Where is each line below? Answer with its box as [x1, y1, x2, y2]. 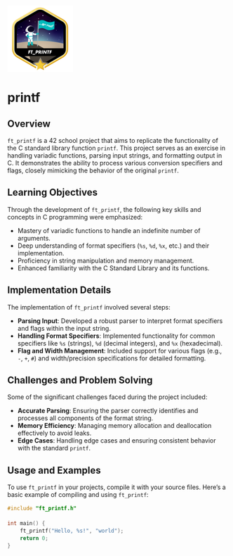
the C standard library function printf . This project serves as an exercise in [7, 144, 226, 152]
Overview [7, 118, 51, 129]
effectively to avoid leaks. [17, 429, 92, 438]
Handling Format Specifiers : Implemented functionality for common [17, 331, 215, 340]
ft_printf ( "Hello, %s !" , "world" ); [20, 527, 124, 534]
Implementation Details [7, 284, 112, 296]
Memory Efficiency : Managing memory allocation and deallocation [17, 422, 212, 430]
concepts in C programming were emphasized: [7, 213, 143, 221]
